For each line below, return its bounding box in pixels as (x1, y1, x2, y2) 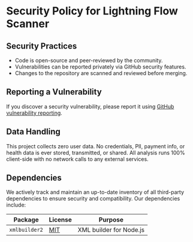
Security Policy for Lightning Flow (6, 4, 179, 18)
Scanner (6, 17, 50, 31)
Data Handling (6, 127, 61, 137)
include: (6, 201, 26, 208)
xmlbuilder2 (9, 226, 44, 234)
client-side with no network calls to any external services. (6, 155, 149, 163)
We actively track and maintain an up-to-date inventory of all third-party (6, 189, 185, 196)
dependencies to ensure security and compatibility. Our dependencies (6, 195, 180, 202)
